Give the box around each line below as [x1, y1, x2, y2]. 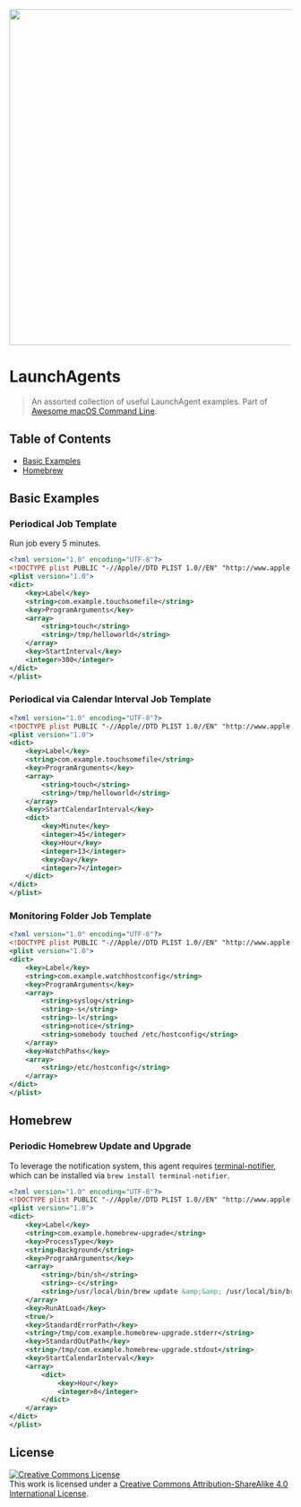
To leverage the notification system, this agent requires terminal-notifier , [9, 1160, 276, 1171]
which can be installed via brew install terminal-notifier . [9, 1169, 230, 1181]
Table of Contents [9, 432, 112, 447]
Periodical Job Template [9, 518, 117, 530]
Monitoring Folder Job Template [9, 909, 152, 922]
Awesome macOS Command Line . [30, 405, 158, 416]
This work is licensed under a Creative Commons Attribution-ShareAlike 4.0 [9, 1478, 288, 1489]
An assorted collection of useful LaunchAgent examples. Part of [30, 396, 268, 407]
